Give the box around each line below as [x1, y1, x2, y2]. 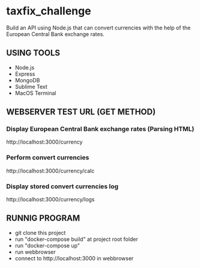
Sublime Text [14, 83, 48, 90]
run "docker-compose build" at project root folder [14, 236, 138, 243]
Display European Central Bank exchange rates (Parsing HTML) [6, 125, 195, 133]
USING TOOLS [6, 48, 61, 58]
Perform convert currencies [6, 153, 89, 162]
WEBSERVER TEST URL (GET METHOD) [6, 107, 156, 117]
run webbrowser [14, 248, 56, 255]
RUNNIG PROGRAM [6, 213, 80, 224]
